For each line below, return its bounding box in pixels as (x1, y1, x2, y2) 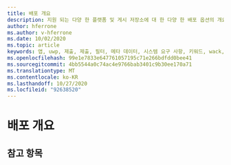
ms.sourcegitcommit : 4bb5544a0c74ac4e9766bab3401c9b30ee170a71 (7, 61, 192, 68)
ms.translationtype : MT (7, 67, 76, 74)
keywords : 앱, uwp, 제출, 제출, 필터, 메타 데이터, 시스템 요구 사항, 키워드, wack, (7, 49, 225, 55)
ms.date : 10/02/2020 (7, 36, 67, 42)
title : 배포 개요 (7, 10, 52, 17)
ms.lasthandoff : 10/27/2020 (7, 80, 88, 87)
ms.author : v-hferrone (7, 29, 72, 36)
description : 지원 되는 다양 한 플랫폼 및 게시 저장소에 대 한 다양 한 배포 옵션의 (7, 16, 214, 23)
